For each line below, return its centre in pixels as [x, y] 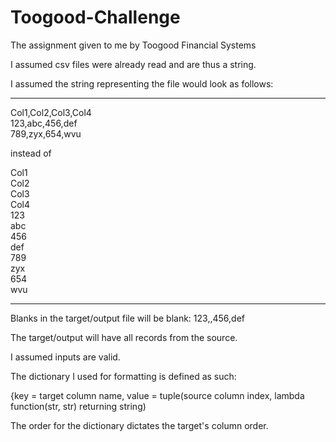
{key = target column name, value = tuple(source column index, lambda [157, 395]
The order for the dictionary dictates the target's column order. [139, 425]
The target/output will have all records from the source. [124, 337]
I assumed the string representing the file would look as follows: [142, 83]
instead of [31, 153]
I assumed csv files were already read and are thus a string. [133, 64]
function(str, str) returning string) [78, 406]
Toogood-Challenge [95, 17]
